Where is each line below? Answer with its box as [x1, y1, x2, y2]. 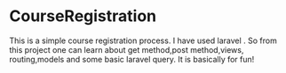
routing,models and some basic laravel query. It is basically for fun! [9, 54, 255, 64]
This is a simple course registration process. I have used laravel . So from [9, 35, 277, 46]
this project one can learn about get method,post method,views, [9, 44, 244, 55]
